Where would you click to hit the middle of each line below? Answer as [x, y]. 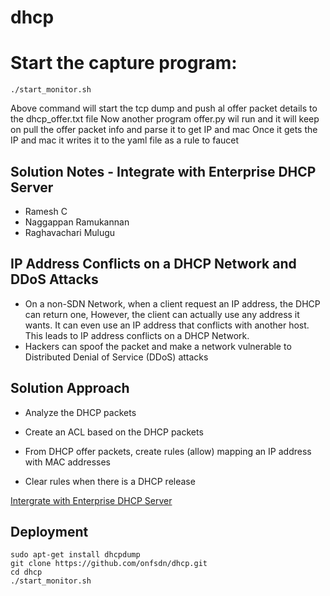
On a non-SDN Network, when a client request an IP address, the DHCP [172, 303]
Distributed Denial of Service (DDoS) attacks [116, 357]
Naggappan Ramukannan [77, 222]
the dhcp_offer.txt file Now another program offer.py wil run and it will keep [165, 119]
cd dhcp [26, 572]
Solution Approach [70, 388]
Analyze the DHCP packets [80, 412]
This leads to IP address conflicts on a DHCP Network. [137, 335]
